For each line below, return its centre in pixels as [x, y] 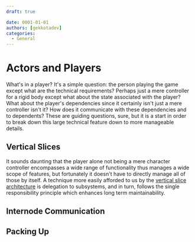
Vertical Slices [33, 147]
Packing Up [27, 231]
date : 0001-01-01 [27, 22]
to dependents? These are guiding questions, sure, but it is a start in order [96, 116]
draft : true [21, 12]
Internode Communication [56, 212]
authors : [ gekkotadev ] [34, 28]
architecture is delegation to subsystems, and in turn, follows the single [93, 186]
